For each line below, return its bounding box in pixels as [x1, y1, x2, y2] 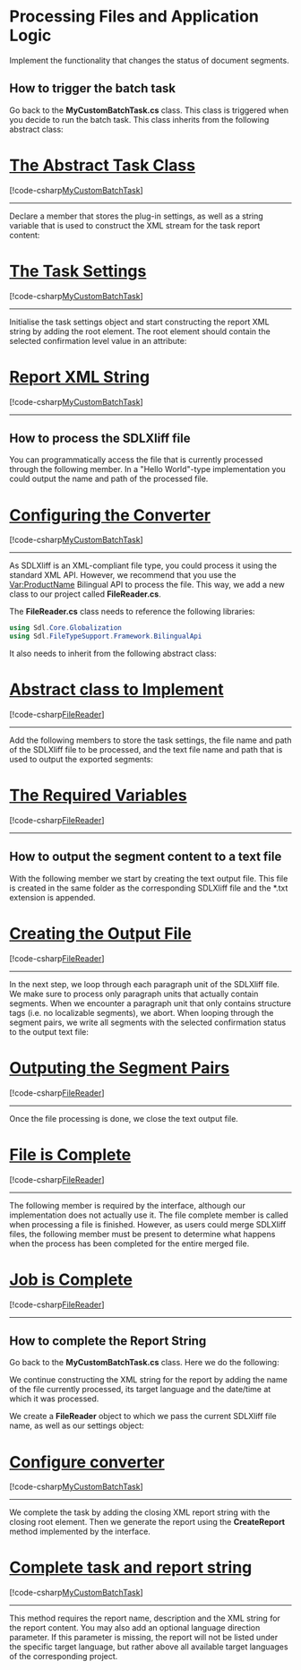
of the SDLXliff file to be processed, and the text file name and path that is [9, 745, 283, 754]
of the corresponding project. [9, 1651, 118, 1662]
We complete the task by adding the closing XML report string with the [9, 1507, 271, 1518]
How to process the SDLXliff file [9, 430, 191, 445]
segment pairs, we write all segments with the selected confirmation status [9, 1017, 287, 1028]
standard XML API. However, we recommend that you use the [9, 570, 236, 581]
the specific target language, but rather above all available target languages [9, 1641, 288, 1652]
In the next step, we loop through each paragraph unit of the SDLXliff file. [9, 978, 280, 989]
